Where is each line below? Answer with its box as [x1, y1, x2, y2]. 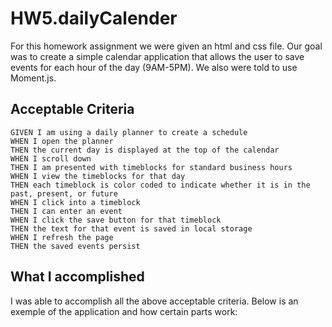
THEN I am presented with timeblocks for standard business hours [10, 162, 293, 172]
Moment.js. [10, 72, 57, 84]
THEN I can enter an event [10, 206, 123, 216]
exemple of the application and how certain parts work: [10, 305, 238, 317]
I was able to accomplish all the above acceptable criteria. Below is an [10, 295, 299, 307]
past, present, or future [10, 188, 118, 199]
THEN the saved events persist [10, 241, 141, 251]
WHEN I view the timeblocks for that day [10, 171, 186, 181]
